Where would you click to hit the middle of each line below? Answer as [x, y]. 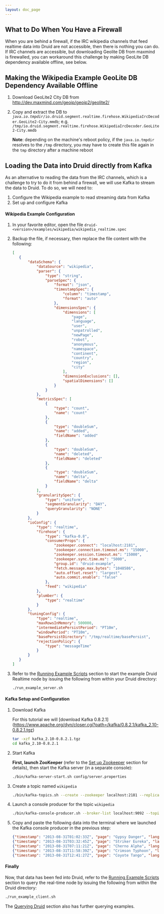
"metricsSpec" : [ [54, 399]
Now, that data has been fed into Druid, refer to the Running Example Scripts [82, 877]
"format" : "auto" [81, 299]
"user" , [79, 326]
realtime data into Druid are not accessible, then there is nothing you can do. [82, 47]
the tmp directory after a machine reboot [52, 150]
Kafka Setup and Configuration [37, 699]
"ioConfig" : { [42, 522]
